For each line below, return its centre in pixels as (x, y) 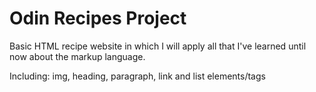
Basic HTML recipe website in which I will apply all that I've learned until (158, 46)
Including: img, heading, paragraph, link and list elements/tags (137, 76)
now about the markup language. (77, 56)
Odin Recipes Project (98, 18)
